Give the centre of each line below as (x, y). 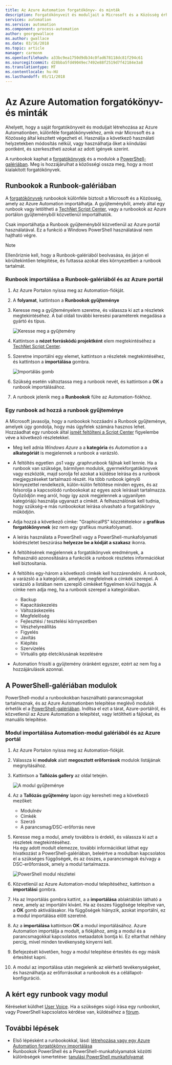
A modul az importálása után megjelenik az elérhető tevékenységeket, (87, 967)
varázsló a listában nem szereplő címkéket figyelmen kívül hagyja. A (85, 584)
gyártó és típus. (29, 321)
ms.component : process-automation (42, 29)
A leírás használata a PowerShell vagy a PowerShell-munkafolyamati (85, 537)
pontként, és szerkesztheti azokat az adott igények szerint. (67, 148)
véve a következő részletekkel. (38, 438)
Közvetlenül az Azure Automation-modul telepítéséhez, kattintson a (84, 884)
